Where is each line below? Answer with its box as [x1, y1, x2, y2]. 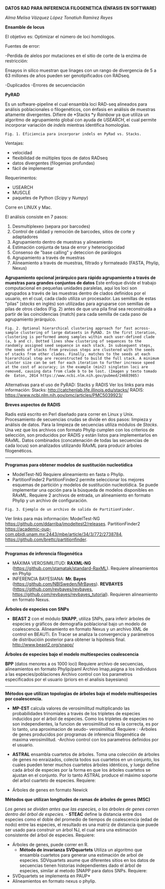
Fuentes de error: [5, 43, 40, 49]
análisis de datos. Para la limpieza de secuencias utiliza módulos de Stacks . [5, 422, 159, 427]
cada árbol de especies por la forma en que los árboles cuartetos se [12, 767, 151, 773]
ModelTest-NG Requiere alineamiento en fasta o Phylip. [12, 472, 125, 477]
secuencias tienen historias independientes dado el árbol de [19, 862, 142, 868]
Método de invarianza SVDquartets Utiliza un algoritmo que [19, 847, 142, 853]
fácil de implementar [12, 166, 54, 171]
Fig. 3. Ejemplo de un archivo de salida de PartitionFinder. [5, 507, 135, 512]
